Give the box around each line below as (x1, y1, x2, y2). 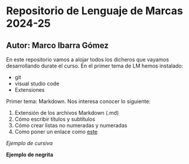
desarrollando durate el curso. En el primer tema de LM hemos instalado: (6, 62, 184, 69)
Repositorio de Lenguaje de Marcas (6, 4, 183, 18)
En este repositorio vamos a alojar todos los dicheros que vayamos (6, 56, 170, 63)
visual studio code (14, 80, 60, 87)
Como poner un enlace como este (14, 128, 98, 135)
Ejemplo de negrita (6, 151, 54, 158)
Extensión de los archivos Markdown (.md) (14, 110, 119, 116)
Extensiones (14, 86, 45, 93)
